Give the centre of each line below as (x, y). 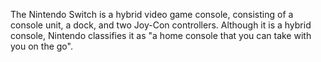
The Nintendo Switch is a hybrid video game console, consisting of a (152, 14)
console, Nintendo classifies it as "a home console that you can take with (161, 35)
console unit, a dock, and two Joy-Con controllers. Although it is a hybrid (161, 25)
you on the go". (41, 46)
